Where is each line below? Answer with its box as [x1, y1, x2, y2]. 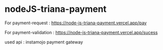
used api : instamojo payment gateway [4, 39, 83, 45]
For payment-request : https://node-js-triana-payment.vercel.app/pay [4, 20, 147, 26]
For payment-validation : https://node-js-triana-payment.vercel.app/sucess [4, 29, 158, 35]
